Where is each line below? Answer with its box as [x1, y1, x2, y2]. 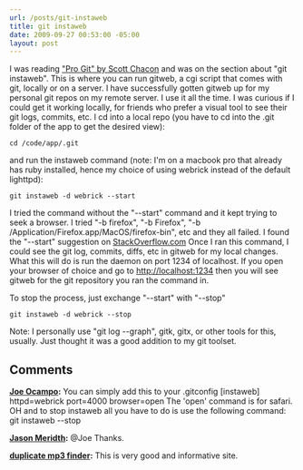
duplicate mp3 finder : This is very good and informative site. [9, 450, 239, 461]
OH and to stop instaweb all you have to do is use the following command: [9, 406, 287, 416]
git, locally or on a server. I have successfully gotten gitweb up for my [9, 83, 270, 93]
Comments [9, 362, 73, 377]
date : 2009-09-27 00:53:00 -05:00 [9, 30, 141, 39]
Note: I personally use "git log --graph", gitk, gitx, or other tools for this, [9, 326, 277, 337]
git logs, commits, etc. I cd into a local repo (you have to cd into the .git [9, 112, 275, 122]
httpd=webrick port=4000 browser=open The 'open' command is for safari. [9, 396, 293, 406]
